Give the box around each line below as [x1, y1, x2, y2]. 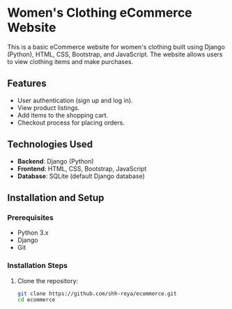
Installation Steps [7, 261, 68, 271]
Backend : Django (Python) [17, 157, 94, 165]
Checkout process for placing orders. [17, 118, 125, 127]
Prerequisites [7, 212, 54, 222]
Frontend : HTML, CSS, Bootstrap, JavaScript [17, 164, 147, 173]
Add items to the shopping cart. [17, 111, 109, 119]
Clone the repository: [17, 276, 79, 285]
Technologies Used [7, 138, 93, 150]
